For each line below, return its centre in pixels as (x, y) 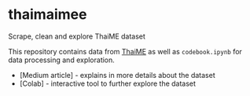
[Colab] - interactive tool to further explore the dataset (108, 83)
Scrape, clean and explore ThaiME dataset (77, 36)
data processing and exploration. (62, 60)
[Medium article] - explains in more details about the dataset (117, 75)
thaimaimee (48, 15)
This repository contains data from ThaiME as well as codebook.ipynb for (125, 51)
